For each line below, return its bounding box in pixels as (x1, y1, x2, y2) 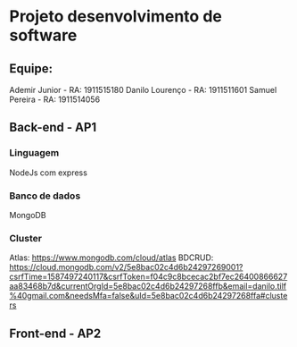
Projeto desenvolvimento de (9, 6, 223, 27)
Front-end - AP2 (9, 326, 102, 341)
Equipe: (9, 61, 54, 76)
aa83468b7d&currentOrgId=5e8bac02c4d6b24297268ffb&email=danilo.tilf (9, 281, 287, 292)
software (9, 25, 78, 46)
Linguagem (9, 147, 60, 159)
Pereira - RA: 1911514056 (9, 94, 101, 105)
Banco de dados (9, 190, 81, 202)
